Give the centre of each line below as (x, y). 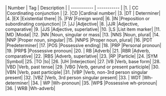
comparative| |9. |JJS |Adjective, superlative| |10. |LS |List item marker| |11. (83, 29)
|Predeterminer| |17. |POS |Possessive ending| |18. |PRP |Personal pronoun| (83, 45)
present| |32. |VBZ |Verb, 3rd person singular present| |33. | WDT (73, 78)
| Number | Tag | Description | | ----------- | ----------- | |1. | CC (72, 8)
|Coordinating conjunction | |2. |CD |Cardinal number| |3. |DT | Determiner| (83, 13)
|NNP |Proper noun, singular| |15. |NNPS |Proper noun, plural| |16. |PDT (79, 40)
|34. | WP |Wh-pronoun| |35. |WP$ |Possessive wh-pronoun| (94, 83)
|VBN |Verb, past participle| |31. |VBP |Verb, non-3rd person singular (76, 72)
